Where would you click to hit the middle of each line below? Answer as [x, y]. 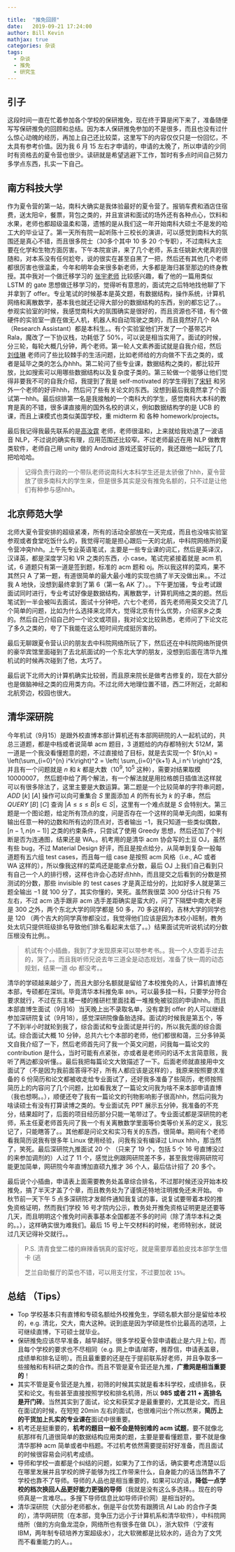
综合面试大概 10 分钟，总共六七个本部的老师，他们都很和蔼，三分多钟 [119, 1035]
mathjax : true [28, 39]
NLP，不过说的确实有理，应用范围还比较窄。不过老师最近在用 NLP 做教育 [121, 440]
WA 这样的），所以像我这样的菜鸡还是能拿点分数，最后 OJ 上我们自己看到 [113, 866]
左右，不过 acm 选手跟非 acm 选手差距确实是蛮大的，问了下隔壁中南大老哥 [115, 901]
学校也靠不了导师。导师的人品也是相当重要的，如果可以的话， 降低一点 [119, 1481]
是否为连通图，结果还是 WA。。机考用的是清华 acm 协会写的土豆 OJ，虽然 [119, 839]
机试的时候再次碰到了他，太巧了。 [56, 661]
